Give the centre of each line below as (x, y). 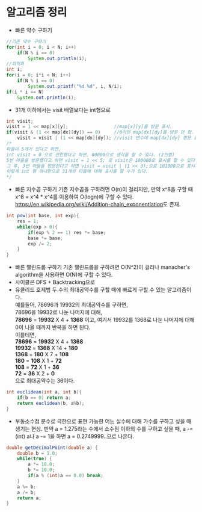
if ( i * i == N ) (25, 92)
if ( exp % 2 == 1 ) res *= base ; (67, 232)
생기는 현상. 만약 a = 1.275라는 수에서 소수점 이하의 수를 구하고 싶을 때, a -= (104, 428)
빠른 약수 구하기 (33, 30)
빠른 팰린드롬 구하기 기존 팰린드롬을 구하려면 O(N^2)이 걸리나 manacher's (103, 267)
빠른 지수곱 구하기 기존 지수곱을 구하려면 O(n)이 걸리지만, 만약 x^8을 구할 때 (104, 190)
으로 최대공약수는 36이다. (45, 381)
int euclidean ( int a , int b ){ (44, 392)
